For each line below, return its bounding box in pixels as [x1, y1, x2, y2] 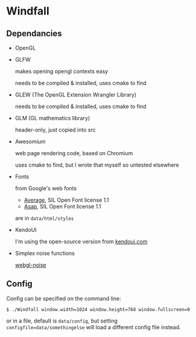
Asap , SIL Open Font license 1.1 [24, 203, 101, 210]
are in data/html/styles [14, 214, 74, 222]
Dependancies [6, 28, 62, 39]
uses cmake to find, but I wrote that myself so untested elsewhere [14, 161, 179, 168]
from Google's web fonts [14, 185, 77, 191]
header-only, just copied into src [14, 126, 96, 133]
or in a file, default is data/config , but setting [6, 317, 118, 324]
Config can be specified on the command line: [6, 295, 121, 302]
